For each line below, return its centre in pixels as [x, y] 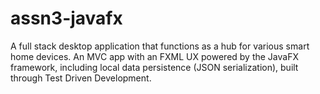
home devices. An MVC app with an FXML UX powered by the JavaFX [154, 56]
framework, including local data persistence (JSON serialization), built [154, 67]
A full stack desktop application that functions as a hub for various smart [160, 46]
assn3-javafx [66, 18]
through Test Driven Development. [81, 78]
